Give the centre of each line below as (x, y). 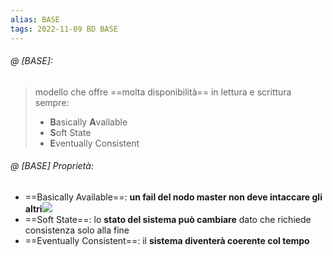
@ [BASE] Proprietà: (52, 166)
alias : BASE (35, 19)
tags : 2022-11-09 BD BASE (64, 29)
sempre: (52, 102)
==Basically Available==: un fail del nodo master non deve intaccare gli (173, 197)
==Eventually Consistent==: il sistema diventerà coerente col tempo (167, 240)
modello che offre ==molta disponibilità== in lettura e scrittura (163, 92)
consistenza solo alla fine (77, 230)
